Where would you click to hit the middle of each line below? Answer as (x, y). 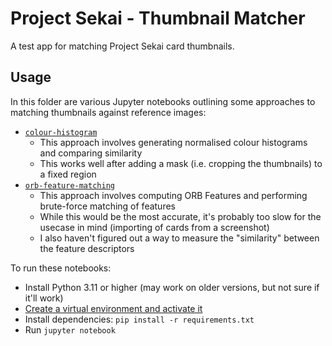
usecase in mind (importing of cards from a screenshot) (154, 227)
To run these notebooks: (61, 268)
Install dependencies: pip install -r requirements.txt (139, 319)
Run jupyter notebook (70, 329)
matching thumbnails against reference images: (108, 112)
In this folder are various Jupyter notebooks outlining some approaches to (163, 101)
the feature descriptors (87, 248)
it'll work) (44, 298)
